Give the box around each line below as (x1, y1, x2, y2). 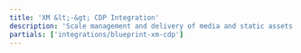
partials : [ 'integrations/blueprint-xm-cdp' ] (9, 30, 183, 39)
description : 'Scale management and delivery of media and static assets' (9, 22, 297, 31)
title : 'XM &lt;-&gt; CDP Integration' (9, 13, 160, 22)
